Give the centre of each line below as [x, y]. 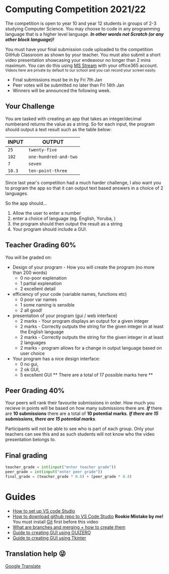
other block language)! [30, 40]
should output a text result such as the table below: [59, 129]
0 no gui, [29, 364]
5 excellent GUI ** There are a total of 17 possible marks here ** [87, 375]
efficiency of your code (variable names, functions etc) [70, 294]
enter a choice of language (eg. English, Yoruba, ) [64, 218]
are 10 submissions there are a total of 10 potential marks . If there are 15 [82, 413]
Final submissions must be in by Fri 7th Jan [57, 80]
